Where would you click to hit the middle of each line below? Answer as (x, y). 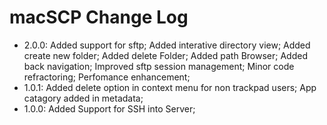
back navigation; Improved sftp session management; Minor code (159, 66)
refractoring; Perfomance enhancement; (107, 77)
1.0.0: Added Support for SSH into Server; (109, 108)
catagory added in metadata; (83, 98)
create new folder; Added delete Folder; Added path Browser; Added (165, 55)
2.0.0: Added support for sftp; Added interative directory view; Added (167, 45)
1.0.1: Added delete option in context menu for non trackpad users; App (170, 87)
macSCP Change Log (99, 17)
